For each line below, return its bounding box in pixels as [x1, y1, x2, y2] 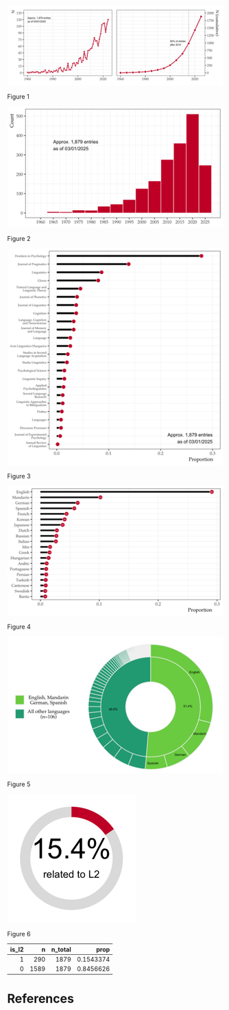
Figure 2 [7, 235, 31, 243]
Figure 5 [7, 780, 31, 788]
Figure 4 [7, 622, 31, 631]
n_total [51, 945, 72, 954]
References [7, 991, 74, 1007]
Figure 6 [7, 930, 31, 938]
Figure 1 [7, 92, 29, 101]
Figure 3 [7, 472, 31, 481]
